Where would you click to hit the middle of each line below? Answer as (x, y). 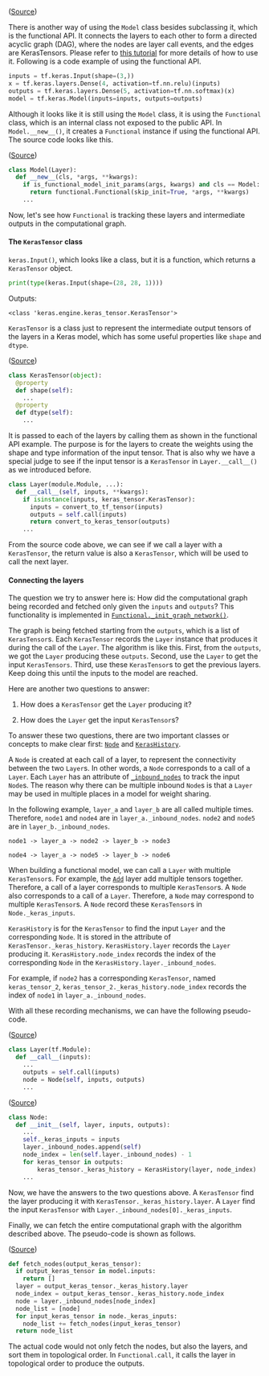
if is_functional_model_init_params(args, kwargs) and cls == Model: (142, 185)
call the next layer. (39, 562)
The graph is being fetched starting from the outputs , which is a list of (124, 631)
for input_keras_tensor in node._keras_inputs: (97, 1316)
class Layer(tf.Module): (50, 1050)
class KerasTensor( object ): (55, 375)
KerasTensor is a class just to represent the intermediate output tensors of (130, 328)
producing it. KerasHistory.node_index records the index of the (112, 954)
